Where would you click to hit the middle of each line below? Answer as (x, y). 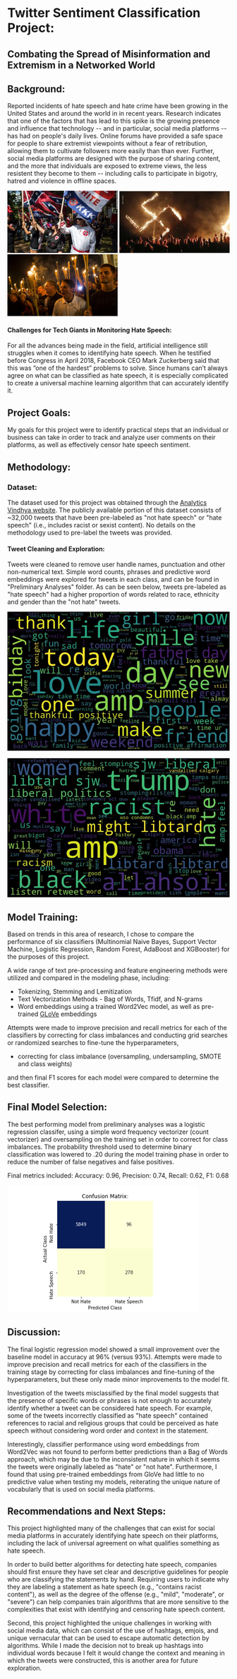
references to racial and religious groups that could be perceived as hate (113, 1423)
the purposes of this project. (49, 956)
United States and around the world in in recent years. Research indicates (114, 114)
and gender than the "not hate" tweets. (64, 602)
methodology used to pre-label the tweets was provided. (90, 532)
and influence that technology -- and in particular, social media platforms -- (117, 129)
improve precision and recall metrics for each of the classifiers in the (107, 1364)
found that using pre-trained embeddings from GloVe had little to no (106, 1474)
